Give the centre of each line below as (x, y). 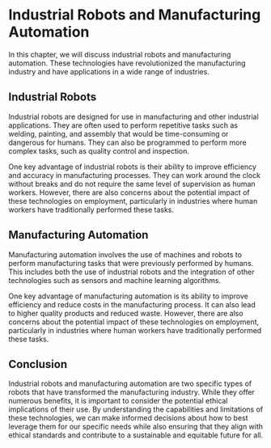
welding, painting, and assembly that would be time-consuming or (119, 133)
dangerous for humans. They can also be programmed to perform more (127, 142)
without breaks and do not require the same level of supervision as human (132, 184)
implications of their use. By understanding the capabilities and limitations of (136, 409)
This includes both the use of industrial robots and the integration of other (131, 272)
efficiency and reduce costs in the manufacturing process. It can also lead (132, 304)
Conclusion (38, 364)
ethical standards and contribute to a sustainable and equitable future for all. (136, 435)
